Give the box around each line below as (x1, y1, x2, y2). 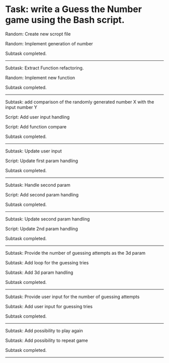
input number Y (5, 104, 38, 110)
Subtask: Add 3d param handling (5, 269, 73, 275)
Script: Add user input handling (5, 114, 70, 120)
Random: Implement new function (5, 75, 75, 81)
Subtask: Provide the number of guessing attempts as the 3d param (5, 250, 146, 256)
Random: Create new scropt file (5, 31, 71, 37)
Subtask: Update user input (5, 148, 62, 154)
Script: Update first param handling (5, 158, 78, 164)
